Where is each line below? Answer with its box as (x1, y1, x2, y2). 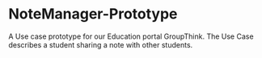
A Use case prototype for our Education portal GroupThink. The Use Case (8, 31, 254, 41)
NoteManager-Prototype (8, 5, 178, 23)
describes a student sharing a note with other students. (8, 39, 193, 49)
